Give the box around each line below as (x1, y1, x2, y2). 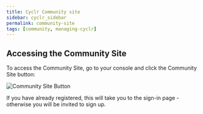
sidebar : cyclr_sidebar (6, 15, 67, 21)
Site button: (6, 71, 35, 78)
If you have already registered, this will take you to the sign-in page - (6, 95, 179, 102)
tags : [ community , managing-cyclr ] (6, 25, 97, 32)
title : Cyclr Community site (6, 8, 80, 15)
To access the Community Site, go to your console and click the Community (6, 64, 197, 72)
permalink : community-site (6, 20, 75, 26)
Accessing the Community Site (6, 48, 127, 58)
